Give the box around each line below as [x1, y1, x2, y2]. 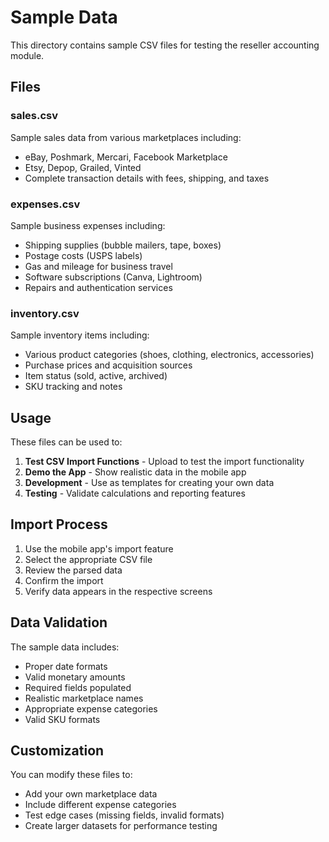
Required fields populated [24, 681, 132, 693]
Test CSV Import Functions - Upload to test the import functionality [24, 456, 305, 468]
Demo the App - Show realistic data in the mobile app [24, 466, 247, 478]
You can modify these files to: [10, 769, 133, 781]
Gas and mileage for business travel [24, 260, 173, 272]
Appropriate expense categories [24, 702, 158, 715]
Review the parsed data [24, 564, 123, 576]
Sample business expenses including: [10, 219, 166, 231]
